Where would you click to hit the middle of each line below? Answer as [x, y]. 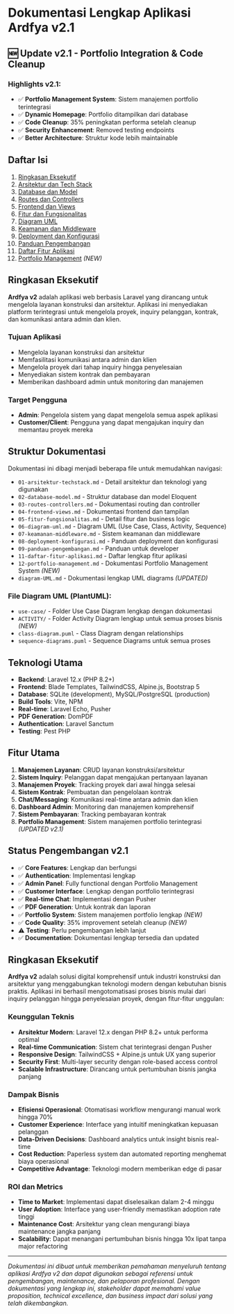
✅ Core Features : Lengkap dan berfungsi [77, 867]
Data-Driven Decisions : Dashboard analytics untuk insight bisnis [111, 1139]
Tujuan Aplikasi [35, 337]
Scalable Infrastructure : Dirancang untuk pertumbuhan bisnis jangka [117, 1069]
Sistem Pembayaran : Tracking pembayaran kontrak [92, 814]
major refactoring [43, 1246]
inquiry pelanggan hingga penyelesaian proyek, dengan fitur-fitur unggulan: [116, 999]
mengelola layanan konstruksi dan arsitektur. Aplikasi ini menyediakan [108, 304]
